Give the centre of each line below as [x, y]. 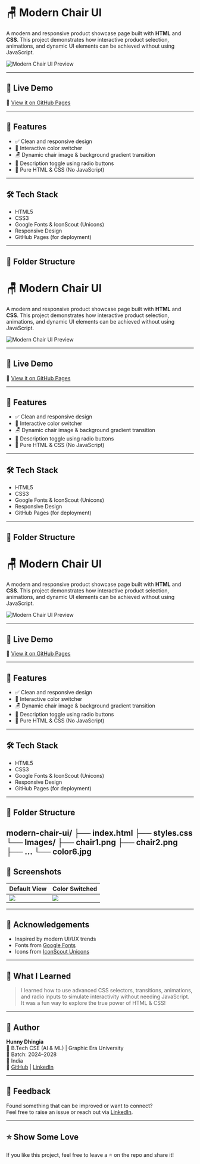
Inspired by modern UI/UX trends [55, 939]
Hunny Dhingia [25, 1041]
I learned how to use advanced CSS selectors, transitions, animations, [107, 991]
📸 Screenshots [34, 872]
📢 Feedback [28, 1092]
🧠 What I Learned [39, 976]
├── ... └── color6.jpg [49, 851]
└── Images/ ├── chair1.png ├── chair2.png [92, 842]
